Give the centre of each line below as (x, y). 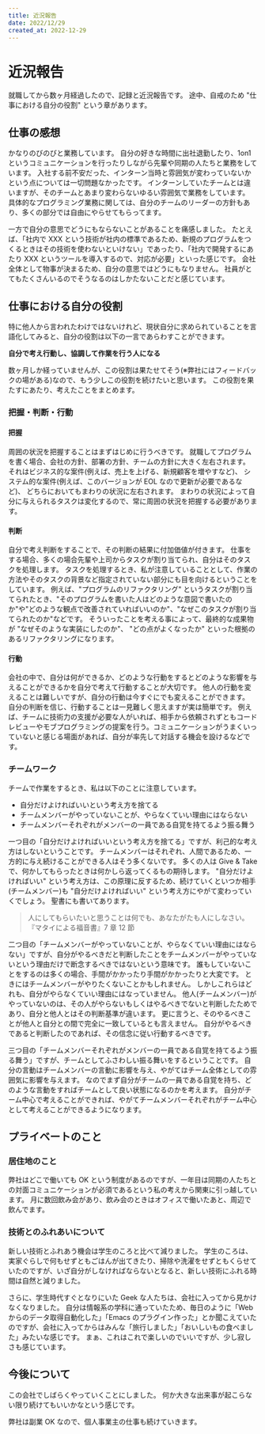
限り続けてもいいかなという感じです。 (77, 1405)
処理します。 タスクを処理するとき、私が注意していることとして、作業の (140, 570)
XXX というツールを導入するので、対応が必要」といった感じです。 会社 (140, 259)
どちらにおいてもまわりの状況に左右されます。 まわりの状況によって (138, 491)
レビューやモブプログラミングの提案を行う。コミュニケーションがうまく (126, 727)
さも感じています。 (39, 1347)
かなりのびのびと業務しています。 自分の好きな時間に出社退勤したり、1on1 (130, 153)
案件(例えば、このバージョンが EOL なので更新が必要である (139, 482)
